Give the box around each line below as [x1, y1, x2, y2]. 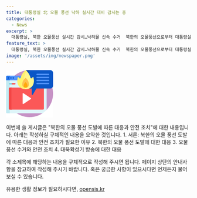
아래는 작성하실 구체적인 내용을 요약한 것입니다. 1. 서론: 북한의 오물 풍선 [13, 131, 177, 138]
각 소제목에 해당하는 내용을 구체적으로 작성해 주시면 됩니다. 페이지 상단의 [6, 158, 172, 165]
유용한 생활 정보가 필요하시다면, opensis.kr [6, 185, 105, 192]
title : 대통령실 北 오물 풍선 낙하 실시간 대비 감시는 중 [6, 9, 127, 15]
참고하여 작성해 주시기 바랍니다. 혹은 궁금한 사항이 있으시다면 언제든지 [16, 165, 177, 173]
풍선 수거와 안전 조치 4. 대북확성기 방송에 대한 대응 [6, 146, 122, 153]
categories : [6, 15, 35, 22]
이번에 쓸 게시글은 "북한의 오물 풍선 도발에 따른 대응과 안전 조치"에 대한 [6, 123, 169, 130]
